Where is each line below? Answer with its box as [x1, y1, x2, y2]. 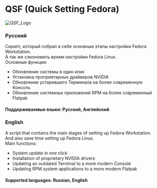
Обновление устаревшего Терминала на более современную [12, 79, 143, 85]
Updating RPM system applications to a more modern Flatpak [12, 166, 137, 172]
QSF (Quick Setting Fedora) [5, 3, 119, 15]
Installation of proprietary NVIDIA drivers [12, 155, 95, 161]
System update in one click [12, 150, 68, 156]
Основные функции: [5, 59, 47, 65]
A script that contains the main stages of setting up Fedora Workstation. [5, 130, 152, 136]
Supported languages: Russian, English [5, 177, 88, 183]
